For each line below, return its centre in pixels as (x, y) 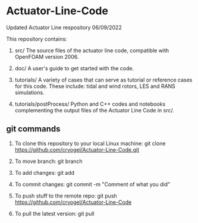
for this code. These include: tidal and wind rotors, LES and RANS (95, 86)
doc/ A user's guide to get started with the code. (74, 68)
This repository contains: (37, 39)
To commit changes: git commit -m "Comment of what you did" (92, 184)
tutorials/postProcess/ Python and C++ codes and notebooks (90, 104)
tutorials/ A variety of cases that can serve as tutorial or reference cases (103, 80)
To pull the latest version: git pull (54, 213)
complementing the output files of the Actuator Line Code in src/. (94, 110)
